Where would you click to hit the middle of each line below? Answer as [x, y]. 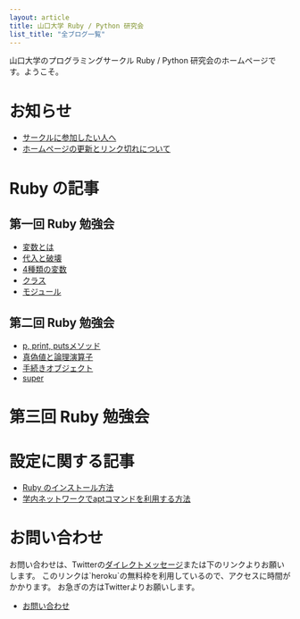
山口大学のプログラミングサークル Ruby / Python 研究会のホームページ [139, 61]
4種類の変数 [44, 270]
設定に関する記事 [72, 461]
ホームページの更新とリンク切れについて [96, 149]
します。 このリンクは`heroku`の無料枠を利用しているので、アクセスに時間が [150, 576]
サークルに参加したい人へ [69, 138]
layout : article [39, 17]
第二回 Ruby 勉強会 [62, 322]
